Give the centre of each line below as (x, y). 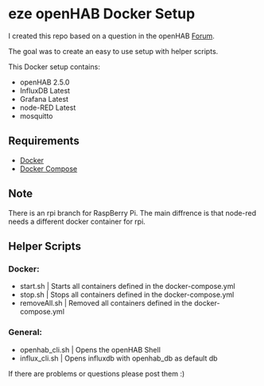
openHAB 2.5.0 (45, 82)
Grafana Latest (44, 99)
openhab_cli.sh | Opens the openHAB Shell (90, 349)
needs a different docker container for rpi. (77, 221)
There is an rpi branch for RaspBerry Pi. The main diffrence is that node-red (132, 212)
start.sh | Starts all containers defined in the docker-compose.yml (128, 287)
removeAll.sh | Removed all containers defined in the (106, 303)
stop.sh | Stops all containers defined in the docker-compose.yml (127, 294)
